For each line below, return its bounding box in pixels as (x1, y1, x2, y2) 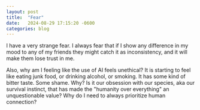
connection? (6, 99, 37, 106)
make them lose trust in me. (6, 55, 75, 62)
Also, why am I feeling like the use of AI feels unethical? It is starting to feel (6, 67, 191, 74)
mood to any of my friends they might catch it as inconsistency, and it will (6, 49, 187, 56)
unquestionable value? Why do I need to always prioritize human (6, 92, 166, 99)
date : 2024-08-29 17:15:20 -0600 (6, 20, 95, 26)
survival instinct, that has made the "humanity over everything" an (6, 85, 169, 93)
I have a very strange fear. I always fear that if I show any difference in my (6, 42, 189, 49)
